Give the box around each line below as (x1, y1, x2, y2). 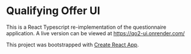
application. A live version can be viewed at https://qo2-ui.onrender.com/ (6, 29, 185, 36)
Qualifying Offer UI (6, 4, 101, 18)
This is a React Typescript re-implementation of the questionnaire (6, 23, 167, 31)
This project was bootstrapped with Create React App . (6, 41, 139, 48)
